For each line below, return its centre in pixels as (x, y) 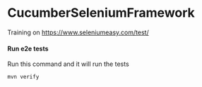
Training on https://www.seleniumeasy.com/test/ (78, 32)
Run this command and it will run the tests (68, 64)
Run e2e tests (28, 48)
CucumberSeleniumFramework (101, 13)
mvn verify (23, 77)
